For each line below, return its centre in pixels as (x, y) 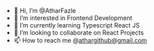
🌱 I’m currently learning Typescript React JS (77, 25)
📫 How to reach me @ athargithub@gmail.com (80, 40)
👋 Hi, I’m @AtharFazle (45, 11)
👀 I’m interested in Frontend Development (73, 18)
